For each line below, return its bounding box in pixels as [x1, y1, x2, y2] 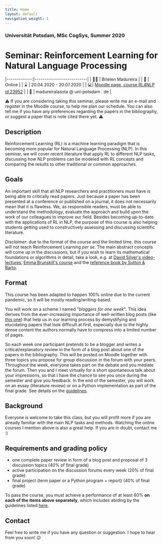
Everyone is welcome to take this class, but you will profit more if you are [5, 414, 151, 420]
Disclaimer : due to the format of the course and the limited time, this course [5, 239, 157, 245]
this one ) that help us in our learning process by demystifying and [5, 316, 137, 322]
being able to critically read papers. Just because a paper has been [5, 193, 140, 199]
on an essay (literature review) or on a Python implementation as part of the [5, 382, 156, 388]
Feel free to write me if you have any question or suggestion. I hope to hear [5, 529, 155, 535]
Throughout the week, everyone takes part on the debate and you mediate [5, 362, 154, 368]
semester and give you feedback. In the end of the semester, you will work [5, 377, 154, 383]
